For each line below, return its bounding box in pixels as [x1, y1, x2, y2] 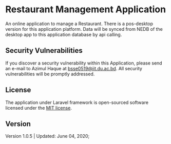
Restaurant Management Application [5, 4, 166, 15]
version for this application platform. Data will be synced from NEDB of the [5, 26, 163, 32]
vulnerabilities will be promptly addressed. [5, 71, 95, 77]
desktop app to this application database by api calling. [5, 31, 122, 37]
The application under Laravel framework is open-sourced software [5, 99, 149, 106]
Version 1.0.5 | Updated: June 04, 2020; [5, 133, 90, 139]
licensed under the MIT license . [5, 105, 72, 111]
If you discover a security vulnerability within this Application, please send [5, 60, 163, 66]
